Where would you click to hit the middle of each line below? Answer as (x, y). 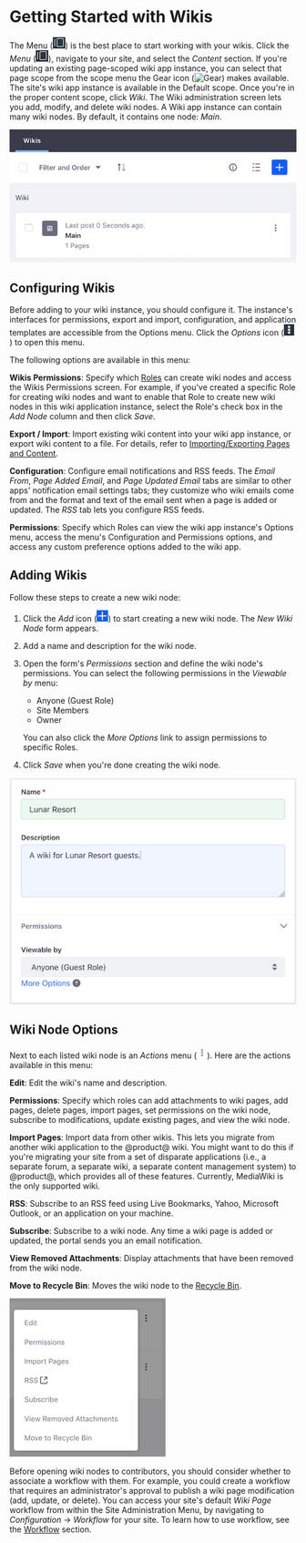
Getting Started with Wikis (112, 17)
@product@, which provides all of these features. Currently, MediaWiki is (147, 1176)
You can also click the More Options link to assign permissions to (144, 737)
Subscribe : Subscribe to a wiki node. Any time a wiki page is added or (141, 1230)
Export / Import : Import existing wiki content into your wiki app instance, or (150, 434)
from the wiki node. (46, 1268)
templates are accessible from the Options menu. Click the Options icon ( (147, 333)
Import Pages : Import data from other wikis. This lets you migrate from (142, 1137)
